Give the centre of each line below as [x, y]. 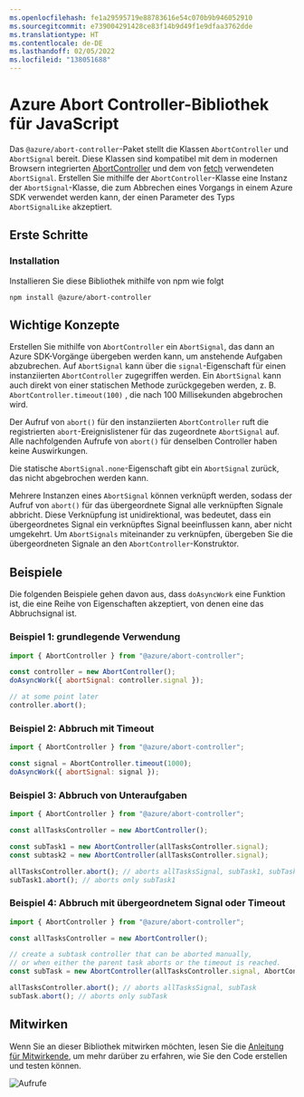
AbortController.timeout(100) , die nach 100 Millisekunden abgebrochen [146, 395]
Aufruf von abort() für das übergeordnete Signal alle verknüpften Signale [146, 505]
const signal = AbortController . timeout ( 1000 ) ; [101, 764]
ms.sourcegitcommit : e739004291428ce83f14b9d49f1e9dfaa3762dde [131, 26]
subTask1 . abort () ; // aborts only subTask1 [93, 880]
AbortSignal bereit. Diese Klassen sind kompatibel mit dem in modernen [144, 159]
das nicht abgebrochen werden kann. [79, 478]
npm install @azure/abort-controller [81, 297]
